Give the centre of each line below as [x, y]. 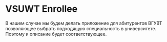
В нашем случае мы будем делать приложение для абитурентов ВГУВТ [84, 23]
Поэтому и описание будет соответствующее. [56, 34]
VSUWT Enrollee [41, 9]
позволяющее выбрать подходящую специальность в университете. [81, 28]
